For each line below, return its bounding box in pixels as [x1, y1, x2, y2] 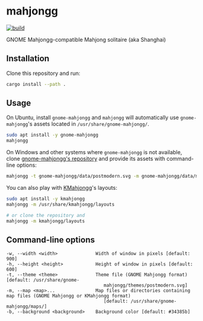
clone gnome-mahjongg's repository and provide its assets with [6, 155, 166, 163]
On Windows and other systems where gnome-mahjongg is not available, [6, 149, 182, 156]
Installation [6, 53, 50, 64]
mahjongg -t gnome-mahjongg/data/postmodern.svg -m [6, 173, 139, 180]
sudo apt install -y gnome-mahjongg [6, 132, 98, 138]
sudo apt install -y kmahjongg [6, 196, 85, 202]
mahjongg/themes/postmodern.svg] [103, 282, 188, 288]
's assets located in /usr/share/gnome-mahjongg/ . [28, 120, 150, 128]
